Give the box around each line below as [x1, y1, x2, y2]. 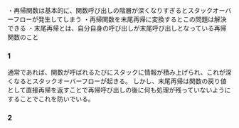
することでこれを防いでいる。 [7, 95, 95, 103]
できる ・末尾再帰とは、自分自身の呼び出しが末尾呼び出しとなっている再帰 [7, 24, 227, 32]
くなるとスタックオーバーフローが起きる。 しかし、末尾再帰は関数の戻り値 [7, 77, 227, 85]
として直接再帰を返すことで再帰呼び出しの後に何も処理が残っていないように [7, 86, 231, 95]
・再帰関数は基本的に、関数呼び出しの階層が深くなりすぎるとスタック [7, 6, 213, 14]
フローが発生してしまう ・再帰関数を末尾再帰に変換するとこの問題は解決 [13, 15, 227, 23]
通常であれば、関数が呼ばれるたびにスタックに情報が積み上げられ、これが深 [7, 68, 232, 77]
